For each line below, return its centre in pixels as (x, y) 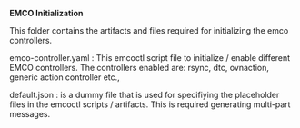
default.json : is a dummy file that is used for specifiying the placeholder (145, 95)
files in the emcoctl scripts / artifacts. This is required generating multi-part (150, 104)
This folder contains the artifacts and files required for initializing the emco (149, 30)
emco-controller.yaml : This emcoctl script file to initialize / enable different (150, 58)
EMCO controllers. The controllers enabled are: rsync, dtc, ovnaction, (140, 68)
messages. (30, 114)
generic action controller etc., (65, 77)
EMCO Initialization (46, 13)
